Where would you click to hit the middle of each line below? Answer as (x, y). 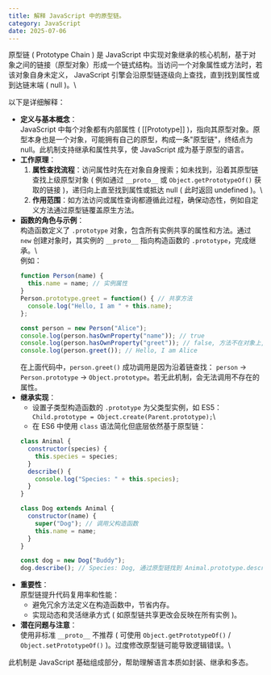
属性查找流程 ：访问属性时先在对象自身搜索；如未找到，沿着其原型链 (145, 170)
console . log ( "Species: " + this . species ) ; (107, 479)
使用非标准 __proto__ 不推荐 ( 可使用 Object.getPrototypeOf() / (125, 635)
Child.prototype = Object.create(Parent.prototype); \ (124, 417)
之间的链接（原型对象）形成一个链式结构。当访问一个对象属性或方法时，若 (139, 65)
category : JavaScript (45, 23)
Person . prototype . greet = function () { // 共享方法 (106, 299)
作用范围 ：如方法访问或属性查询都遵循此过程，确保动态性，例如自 (142, 200)
